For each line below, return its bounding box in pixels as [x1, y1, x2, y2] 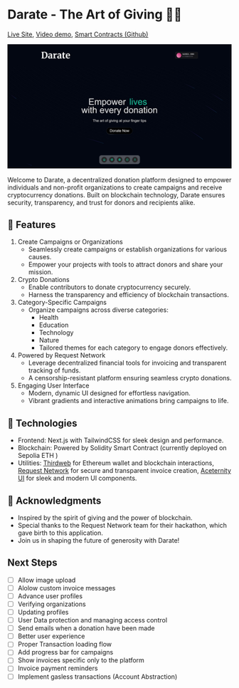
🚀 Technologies [7, 417, 78, 429]
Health [38, 313, 59, 322]
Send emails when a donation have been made [17, 624, 155, 632]
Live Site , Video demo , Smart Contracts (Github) [7, 30, 149, 38]
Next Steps [7, 557, 58, 569]
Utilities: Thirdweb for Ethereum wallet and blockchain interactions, [17, 459, 215, 467]
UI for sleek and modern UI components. [17, 474, 137, 483]
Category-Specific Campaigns [17, 298, 107, 307]
